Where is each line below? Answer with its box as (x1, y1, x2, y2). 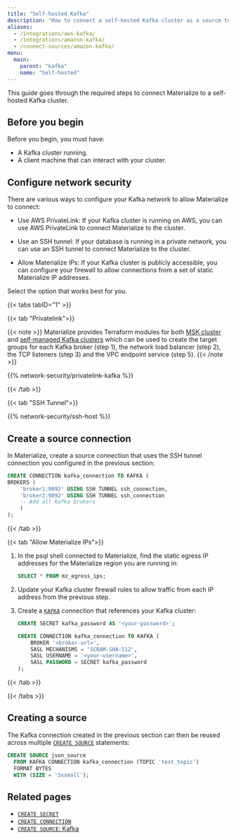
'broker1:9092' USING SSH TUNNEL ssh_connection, (20, 485, 169, 492)
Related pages (7, 790, 72, 802)
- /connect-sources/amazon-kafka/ (13, 43, 114, 50)
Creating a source (7, 712, 87, 724)
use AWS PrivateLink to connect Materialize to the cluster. (17, 224, 185, 232)
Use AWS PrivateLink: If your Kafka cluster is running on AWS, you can (17, 216, 223, 225)
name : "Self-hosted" (20, 69, 80, 76)
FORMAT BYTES (13, 764, 52, 772)
